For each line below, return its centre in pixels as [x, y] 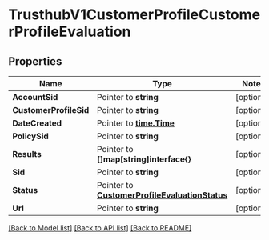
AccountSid [35, 97]
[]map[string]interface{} [145, 159]
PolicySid [31, 136]
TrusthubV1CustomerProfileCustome [134, 15]
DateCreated [37, 123]
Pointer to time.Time [136, 123]
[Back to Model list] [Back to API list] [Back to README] [100, 228]
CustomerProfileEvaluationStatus [163, 195]
